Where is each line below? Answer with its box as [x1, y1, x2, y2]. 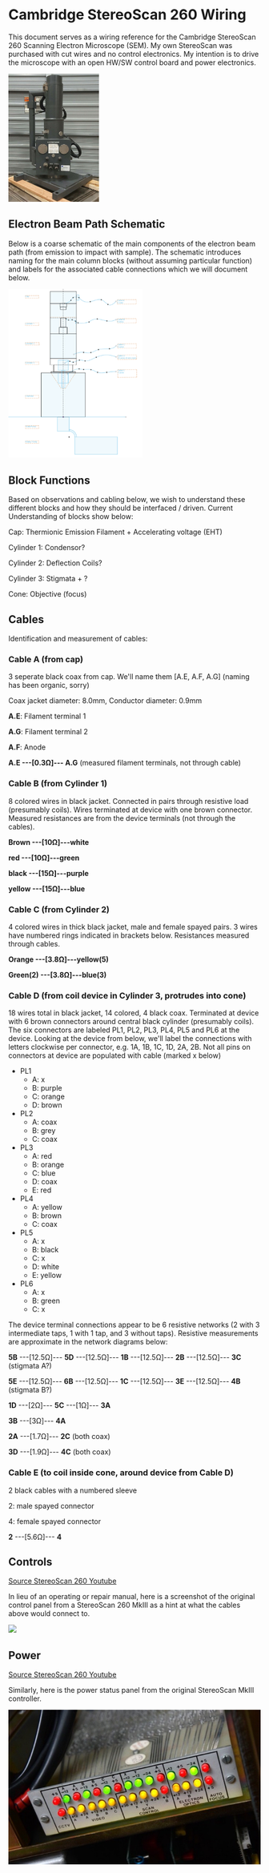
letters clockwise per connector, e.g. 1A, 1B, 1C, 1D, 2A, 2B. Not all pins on [8, 1043, 251, 1052]
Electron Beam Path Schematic [8, 218, 166, 231]
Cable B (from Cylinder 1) [8, 778, 108, 790]
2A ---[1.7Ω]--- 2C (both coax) [8, 1432, 110, 1441]
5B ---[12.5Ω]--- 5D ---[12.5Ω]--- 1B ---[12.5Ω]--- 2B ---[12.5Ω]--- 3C [8, 1352, 242, 1362]
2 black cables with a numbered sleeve [8, 1485, 138, 1495]
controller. [8, 1694, 42, 1703]
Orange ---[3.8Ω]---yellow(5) [8, 955, 110, 964]
